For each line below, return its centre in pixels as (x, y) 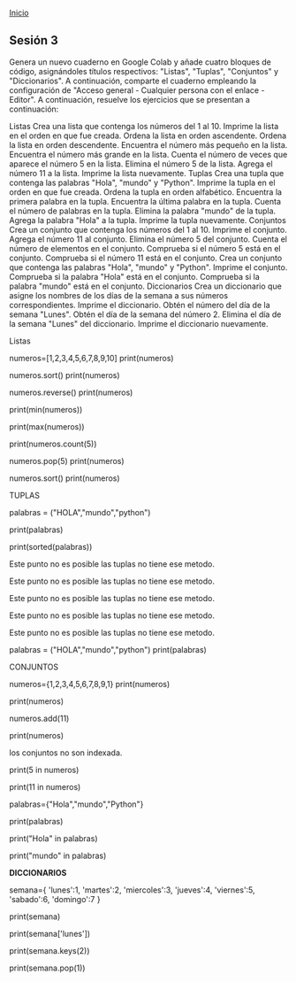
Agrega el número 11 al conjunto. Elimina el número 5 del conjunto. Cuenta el (148, 239)
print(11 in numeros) (45, 786)
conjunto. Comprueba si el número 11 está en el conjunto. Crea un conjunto (146, 258)
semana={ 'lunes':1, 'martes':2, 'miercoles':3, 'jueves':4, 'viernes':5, (132, 890)
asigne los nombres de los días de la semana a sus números (118, 295)
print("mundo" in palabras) (58, 855)
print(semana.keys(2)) (49, 950)
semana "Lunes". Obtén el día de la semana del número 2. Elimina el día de (145, 314)
